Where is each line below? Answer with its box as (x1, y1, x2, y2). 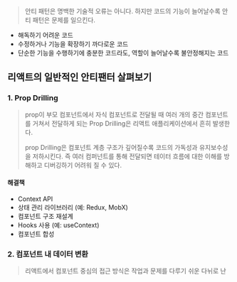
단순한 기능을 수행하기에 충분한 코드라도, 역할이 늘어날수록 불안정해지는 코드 (17, 49, 229, 57)
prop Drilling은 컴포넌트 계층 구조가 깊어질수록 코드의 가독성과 (24, 143, 198, 151)
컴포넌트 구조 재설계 (17, 212, 73, 220)
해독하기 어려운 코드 (17, 31, 73, 39)
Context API (17, 195, 53, 203)
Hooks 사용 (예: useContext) (17, 220, 100, 229)
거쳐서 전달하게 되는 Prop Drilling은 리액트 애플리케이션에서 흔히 (32, 119, 211, 127)
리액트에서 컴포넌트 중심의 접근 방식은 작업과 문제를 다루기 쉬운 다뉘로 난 (24, 266, 226, 276)
